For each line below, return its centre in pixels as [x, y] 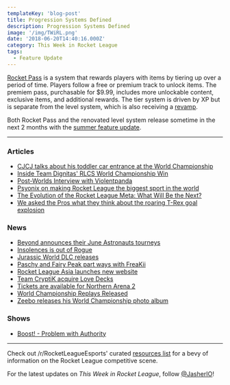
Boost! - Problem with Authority [62, 334]
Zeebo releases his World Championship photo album [93, 301]
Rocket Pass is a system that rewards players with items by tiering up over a [114, 77]
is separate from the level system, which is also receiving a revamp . [103, 106]
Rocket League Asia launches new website [77, 272]
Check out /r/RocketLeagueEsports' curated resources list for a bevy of [108, 353]
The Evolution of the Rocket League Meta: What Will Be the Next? [109, 195]
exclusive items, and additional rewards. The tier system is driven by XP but [114, 99]
